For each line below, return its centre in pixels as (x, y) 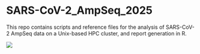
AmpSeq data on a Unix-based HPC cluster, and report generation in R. (99, 33)
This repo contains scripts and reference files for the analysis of (85, 27)
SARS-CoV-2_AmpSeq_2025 (80, 10)
